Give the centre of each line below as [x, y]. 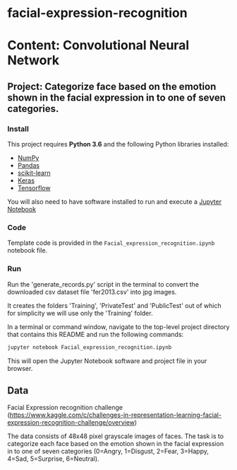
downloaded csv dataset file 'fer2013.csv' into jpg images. [92, 292]
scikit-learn [34, 173]
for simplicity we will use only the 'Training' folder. [80, 313]
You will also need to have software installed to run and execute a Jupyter [115, 202]
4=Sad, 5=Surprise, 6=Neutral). [54, 459]
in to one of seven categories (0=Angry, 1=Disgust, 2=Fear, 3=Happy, [108, 452]
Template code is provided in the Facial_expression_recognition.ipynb [111, 243]
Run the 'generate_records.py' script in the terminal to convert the [103, 284]
